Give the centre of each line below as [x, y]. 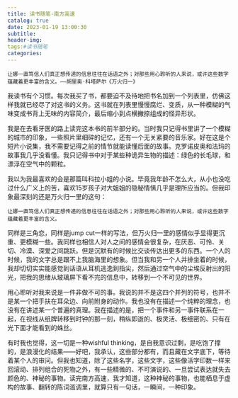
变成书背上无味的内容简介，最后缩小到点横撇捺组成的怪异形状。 [106, 113]
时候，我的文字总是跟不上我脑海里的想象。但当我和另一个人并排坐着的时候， [119, 259]
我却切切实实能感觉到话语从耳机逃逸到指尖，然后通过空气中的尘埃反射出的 [116, 268]
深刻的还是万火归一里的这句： [63, 196]
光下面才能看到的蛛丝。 [41, 327]
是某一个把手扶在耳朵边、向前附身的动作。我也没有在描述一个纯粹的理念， [116, 301]
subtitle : [22, 34]
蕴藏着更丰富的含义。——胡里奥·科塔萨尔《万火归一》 [73, 81]
